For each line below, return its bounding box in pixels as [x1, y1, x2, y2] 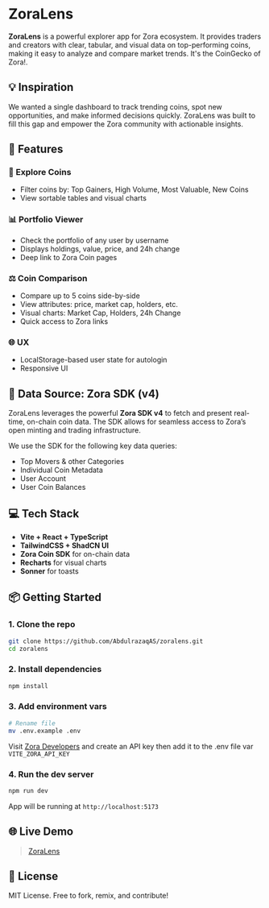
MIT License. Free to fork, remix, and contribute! [8, 891, 169, 901]
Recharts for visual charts [19, 558, 107, 567]
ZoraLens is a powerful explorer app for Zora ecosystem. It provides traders [8, 31, 262, 41]
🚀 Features [8, 143, 64, 156]
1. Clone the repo [8, 619, 76, 630]
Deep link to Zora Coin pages [19, 252, 118, 262]
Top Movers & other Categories [19, 457, 125, 466]
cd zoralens [8, 645, 48, 653]
